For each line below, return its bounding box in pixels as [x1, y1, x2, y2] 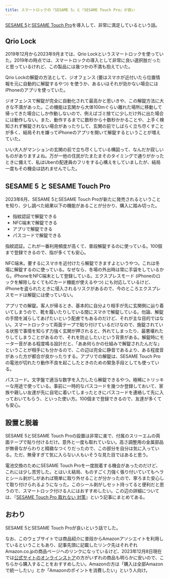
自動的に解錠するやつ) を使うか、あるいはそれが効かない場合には [22, 81, 158, 87]
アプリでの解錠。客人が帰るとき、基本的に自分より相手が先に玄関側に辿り [5, 302, 160, 309]
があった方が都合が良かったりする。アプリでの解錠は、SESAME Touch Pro [5, 353, 161, 360]
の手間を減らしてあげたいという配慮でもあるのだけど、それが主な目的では [5, 315, 160, 322]
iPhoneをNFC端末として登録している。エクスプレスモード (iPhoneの [14, 273, 156, 279]
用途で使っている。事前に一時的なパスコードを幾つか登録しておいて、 [14, 383, 159, 389]
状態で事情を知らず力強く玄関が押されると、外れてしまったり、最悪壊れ [9, 328, 159, 334]
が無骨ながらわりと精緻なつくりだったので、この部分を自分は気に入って [5, 445, 155, 451]
